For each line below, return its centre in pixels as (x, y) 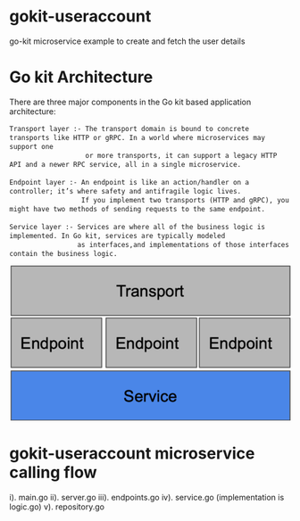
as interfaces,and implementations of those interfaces (183, 244)
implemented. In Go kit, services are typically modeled (117, 236)
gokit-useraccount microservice (132, 454)
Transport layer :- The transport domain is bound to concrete (129, 128)
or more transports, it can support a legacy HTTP (181, 155)
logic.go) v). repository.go (57, 507)
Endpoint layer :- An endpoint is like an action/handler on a (129, 182)
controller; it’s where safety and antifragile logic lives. (125, 191)
